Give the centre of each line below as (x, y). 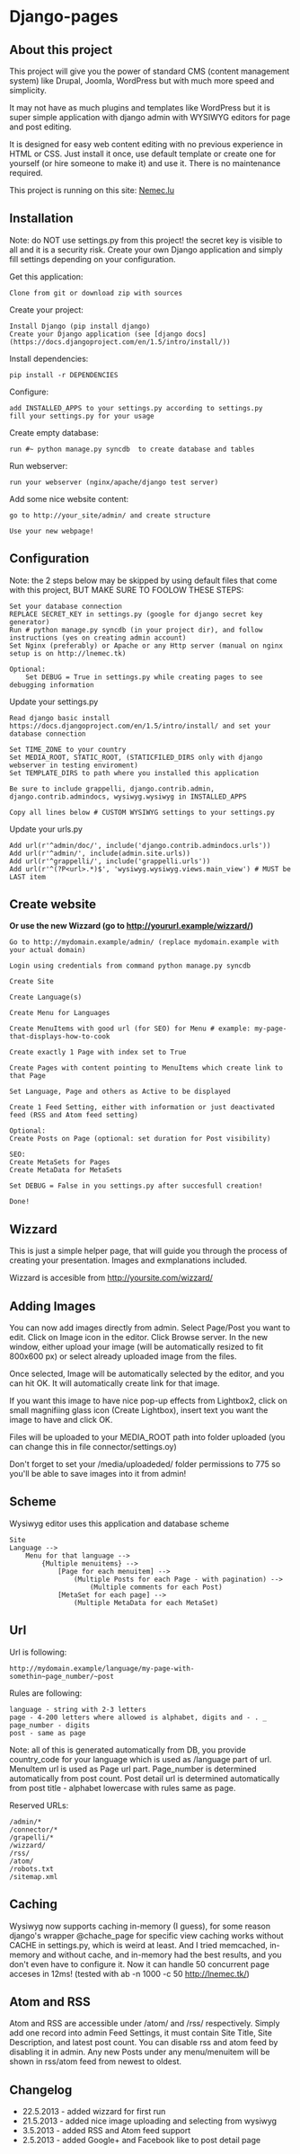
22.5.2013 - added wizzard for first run (94, 2112)
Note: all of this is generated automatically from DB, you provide (128, 1750)
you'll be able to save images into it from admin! (98, 1474)
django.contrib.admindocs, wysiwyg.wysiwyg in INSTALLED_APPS (128, 797)
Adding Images (53, 1306)
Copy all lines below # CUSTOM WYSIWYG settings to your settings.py (142, 812)
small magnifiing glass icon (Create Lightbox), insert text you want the (139, 1410)
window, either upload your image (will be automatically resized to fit (137, 1347)
